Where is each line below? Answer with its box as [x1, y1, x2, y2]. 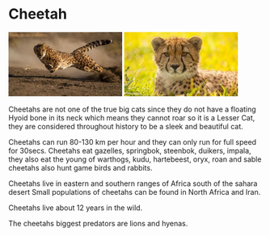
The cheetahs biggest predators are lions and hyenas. [8, 218, 188, 228]
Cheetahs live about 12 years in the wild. [8, 203, 143, 213]
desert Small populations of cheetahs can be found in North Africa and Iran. [8, 187, 261, 196]
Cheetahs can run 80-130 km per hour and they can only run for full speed [8, 137, 257, 146]
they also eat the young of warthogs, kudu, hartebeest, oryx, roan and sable [8, 154, 262, 164]
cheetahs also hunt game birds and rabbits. [8, 162, 153, 172]
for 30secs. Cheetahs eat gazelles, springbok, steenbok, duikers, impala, [8, 145, 252, 155]
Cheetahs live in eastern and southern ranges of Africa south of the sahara [8, 179, 258, 188]
